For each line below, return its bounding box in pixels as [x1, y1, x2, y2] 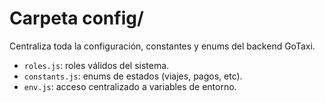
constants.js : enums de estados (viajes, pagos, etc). [23, 70, 243, 82]
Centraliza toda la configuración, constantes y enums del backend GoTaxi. [9, 40, 316, 52]
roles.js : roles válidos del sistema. [23, 59, 170, 71]
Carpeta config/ [9, 7, 144, 30]
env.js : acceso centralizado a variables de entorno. [23, 80, 237, 92]
